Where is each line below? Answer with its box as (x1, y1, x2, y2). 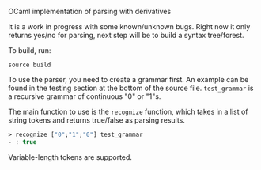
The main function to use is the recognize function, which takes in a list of (8, 107, 248, 116)
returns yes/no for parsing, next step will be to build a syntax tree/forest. (8, 31, 244, 40)
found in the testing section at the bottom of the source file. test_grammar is (8, 83, 254, 93)
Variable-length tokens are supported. (8, 152, 133, 161)
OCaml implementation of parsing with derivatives (8, 7, 172, 16)
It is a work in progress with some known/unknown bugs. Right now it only (8, 22, 251, 31)
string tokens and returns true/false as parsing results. (8, 115, 186, 125)
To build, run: (8, 46, 51, 55)
